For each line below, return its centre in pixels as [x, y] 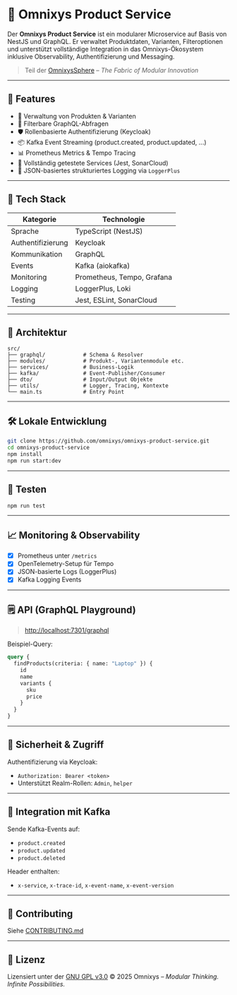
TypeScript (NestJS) [109, 231]
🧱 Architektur [37, 332]
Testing [23, 300]
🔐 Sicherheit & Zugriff [56, 745]
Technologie [123, 219]
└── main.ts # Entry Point [66, 392]
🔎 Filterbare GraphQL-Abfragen [63, 124]
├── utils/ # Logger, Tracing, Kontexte [88, 386]
